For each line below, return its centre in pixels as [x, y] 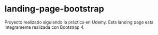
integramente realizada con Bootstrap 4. [45, 27]
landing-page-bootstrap [54, 9]
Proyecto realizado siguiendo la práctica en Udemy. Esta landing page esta [79, 22]
